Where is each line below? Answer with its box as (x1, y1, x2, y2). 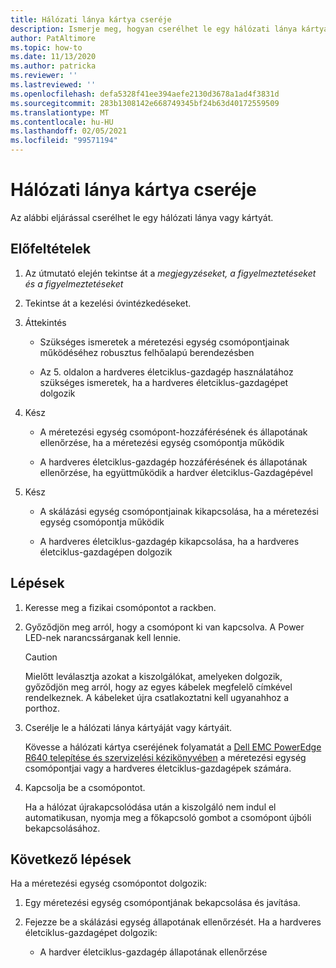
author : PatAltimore (10, 33, 97, 43)
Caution (24, 651, 58, 663)
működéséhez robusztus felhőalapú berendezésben (39, 346, 255, 358)
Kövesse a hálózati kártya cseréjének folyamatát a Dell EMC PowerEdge (24, 741, 322, 753)
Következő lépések (10, 851, 132, 868)
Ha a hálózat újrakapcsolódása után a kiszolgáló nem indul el (24, 801, 277, 813)
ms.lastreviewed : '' (10, 80, 97, 90)
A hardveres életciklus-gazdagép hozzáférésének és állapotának (39, 456, 308, 468)
